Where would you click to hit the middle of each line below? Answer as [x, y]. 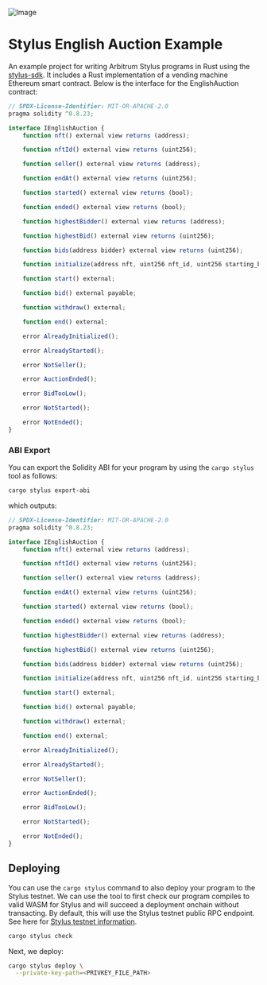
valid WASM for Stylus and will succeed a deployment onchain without [124, 904]
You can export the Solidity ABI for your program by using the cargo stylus [131, 467]
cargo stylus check [41, 936]
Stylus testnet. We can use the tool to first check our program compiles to [129, 896]
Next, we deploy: [36, 951]
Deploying [34, 869]
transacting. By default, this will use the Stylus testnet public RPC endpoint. [132, 913]
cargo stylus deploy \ [46, 966]
